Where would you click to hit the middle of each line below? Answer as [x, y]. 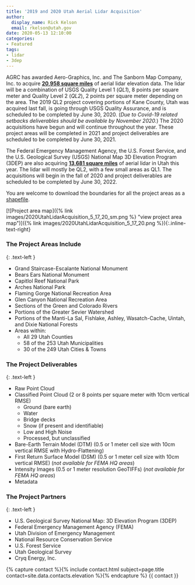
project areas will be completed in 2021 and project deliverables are [88, 133]
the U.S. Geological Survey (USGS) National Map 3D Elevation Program [91, 157]
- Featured [19, 44]
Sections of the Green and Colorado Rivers [66, 305]
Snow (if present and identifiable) [63, 426]
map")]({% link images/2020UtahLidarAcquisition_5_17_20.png [81, 223]
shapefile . [18, 199]
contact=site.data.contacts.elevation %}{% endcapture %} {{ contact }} [93, 576]
